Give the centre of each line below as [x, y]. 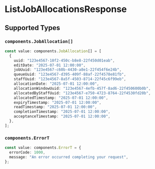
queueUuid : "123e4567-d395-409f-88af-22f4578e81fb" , [70, 74]
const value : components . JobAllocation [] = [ [53, 51]
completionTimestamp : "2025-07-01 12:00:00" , [62, 112]
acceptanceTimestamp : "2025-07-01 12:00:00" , [62, 116]
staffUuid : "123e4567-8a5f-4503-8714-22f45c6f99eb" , [70, 79]
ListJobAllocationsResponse [66, 9]
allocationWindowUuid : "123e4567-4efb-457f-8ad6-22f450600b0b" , [82, 88]
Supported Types [33, 28]
